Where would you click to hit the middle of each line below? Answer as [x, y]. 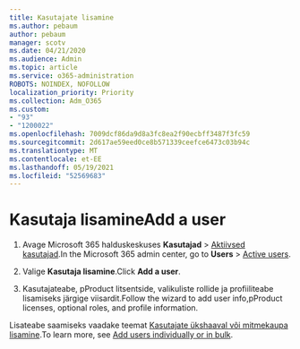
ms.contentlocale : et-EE [56, 159]
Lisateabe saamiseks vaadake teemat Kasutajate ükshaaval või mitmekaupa [149, 325]
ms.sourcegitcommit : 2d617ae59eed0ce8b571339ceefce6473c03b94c [130, 142]
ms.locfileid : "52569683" [57, 175]
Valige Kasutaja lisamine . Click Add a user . [101, 272]
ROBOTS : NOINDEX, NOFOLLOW [60, 84]
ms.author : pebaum [43, 26]
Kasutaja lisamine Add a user [118, 220]
